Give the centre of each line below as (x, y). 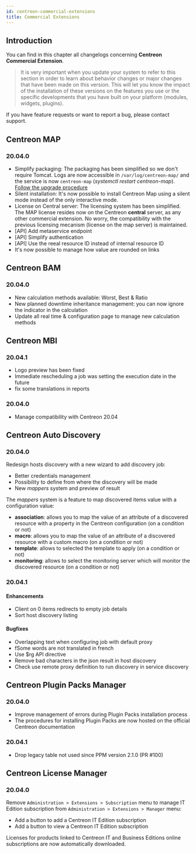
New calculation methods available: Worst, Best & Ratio (81, 297)
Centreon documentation (44, 727)
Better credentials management (52, 476)
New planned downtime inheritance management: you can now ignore (99, 304)
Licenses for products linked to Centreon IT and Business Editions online (94, 838)
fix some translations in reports (52, 389)
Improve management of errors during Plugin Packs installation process (101, 714)
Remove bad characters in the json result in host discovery (85, 660)
